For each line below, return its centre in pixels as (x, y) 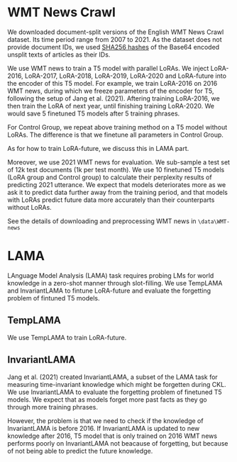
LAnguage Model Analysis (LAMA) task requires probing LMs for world (111, 275)
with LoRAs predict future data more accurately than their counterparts (111, 200)
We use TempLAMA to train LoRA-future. (67, 337)
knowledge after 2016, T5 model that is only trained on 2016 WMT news (112, 436)
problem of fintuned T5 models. (54, 298)
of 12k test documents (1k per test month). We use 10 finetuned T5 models (116, 169)
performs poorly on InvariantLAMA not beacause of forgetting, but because (118, 443)
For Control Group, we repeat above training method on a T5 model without (117, 127)
